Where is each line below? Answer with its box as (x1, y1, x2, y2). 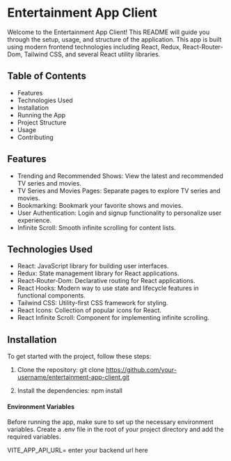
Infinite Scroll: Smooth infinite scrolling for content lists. (17, 223, 176, 232)
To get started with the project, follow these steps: (7, 353, 152, 361)
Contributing (17, 133, 54, 141)
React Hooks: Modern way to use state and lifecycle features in (17, 284, 200, 293)
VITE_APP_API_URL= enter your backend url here (7, 446, 148, 455)
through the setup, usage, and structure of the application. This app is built (7, 35, 222, 43)
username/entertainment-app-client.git (17, 373, 130, 382)
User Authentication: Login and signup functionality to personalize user (17, 209, 222, 217)
